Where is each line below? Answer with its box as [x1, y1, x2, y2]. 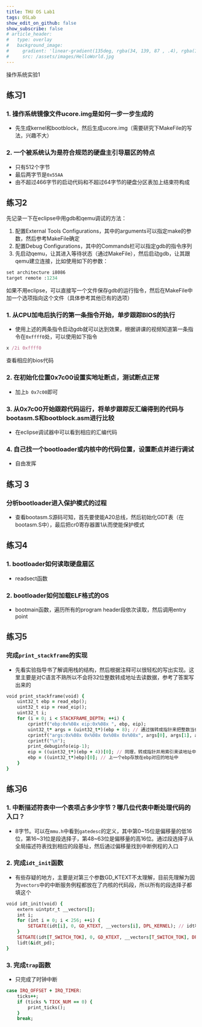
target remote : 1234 [6, 275, 58, 282]
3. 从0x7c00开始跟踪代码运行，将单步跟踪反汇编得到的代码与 [6, 404, 185, 413]
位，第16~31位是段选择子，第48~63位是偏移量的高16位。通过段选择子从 [14, 834, 194, 842]
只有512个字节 [14, 163, 50, 170]
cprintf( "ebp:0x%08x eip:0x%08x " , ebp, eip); [28, 721, 147, 727]
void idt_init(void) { [6, 901, 63, 907]
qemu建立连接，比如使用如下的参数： [14, 258, 109, 265]
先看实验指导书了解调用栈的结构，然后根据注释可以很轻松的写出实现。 [14, 666, 189, 673]
